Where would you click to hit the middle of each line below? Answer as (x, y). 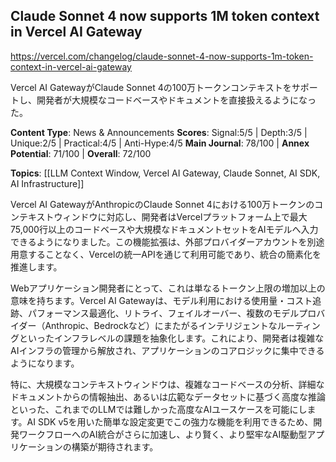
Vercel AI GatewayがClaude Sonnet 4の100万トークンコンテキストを (151, 87)
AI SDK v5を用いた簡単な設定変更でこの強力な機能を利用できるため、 (170, 421)
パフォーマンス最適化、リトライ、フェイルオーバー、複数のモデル (163, 313)
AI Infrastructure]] (47, 183)
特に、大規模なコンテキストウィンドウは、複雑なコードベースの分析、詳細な (167, 384)
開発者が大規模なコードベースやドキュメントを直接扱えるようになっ (176, 100)
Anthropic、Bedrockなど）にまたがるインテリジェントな (161, 325)
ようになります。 (45, 363)
